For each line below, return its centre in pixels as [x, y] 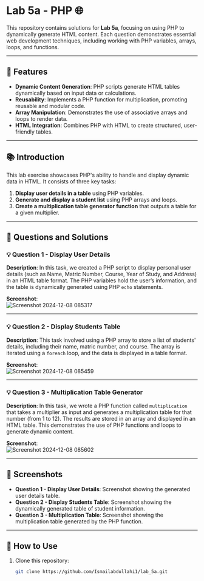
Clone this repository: [42, 561]
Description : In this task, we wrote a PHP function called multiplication [97, 406]
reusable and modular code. [50, 106]
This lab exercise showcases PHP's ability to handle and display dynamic [98, 175]
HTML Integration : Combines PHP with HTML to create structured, [99, 125]
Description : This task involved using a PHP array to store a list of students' [101, 340]
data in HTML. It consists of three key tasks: [61, 181]
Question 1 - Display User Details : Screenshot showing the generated [103, 489]
